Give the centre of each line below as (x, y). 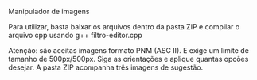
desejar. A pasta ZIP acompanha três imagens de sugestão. (106, 67)
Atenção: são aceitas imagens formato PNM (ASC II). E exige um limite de (128, 50)
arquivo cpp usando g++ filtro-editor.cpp (76, 35)
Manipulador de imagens (49, 11)
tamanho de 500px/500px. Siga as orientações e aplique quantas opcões (128, 59)
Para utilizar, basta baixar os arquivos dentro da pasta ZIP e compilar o (124, 27)
